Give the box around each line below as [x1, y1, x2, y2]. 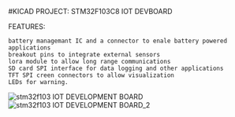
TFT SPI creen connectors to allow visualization [8, 71, 175, 79]
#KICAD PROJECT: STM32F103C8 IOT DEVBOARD [8, 7, 173, 16]
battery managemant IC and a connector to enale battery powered [8, 37, 227, 45]
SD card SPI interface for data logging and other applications [8, 64, 224, 72]
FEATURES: [8, 22, 46, 31]
